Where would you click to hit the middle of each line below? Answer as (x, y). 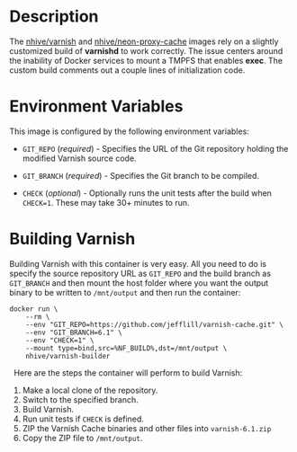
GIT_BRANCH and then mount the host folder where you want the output (139, 283)
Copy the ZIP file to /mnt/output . (82, 438)
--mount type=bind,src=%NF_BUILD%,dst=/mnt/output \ (126, 348)
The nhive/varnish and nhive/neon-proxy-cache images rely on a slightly (144, 41)
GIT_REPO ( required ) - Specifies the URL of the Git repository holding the (155, 148)
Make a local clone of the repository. (90, 390)
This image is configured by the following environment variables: (129, 131)
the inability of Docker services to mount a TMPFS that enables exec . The (146, 60)
